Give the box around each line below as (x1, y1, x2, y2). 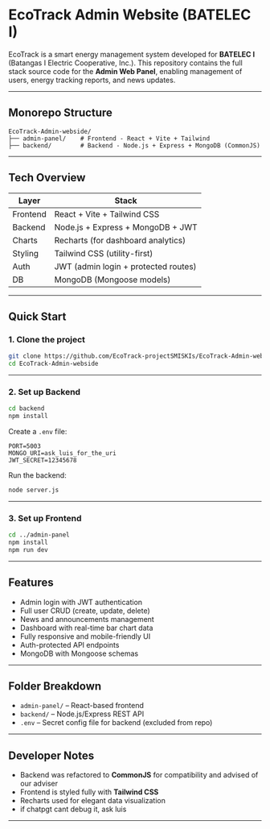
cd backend (8, 404, 45, 412)
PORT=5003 (8, 442, 42, 450)
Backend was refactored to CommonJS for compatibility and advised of (19, 770, 259, 780)
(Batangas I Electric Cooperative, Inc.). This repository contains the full (8, 58, 243, 68)
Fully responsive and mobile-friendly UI (19, 631, 151, 641)
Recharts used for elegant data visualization (19, 796, 166, 806)
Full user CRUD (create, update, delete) (19, 606, 150, 616)
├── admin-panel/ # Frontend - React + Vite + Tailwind (8, 135, 211, 143)
